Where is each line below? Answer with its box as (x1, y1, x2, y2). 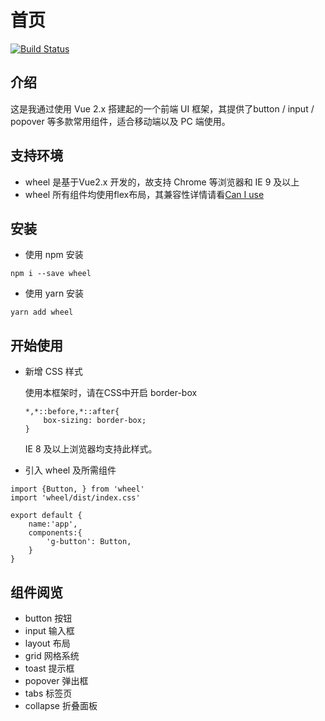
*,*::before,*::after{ (24, 407, 120, 417)
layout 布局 (24, 637, 71, 649)
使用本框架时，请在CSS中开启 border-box (24, 387, 198, 399)
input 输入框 (24, 625, 75, 636)
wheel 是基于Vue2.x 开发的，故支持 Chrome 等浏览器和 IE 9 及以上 (24, 176, 300, 188)
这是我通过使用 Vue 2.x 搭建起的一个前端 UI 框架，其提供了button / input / (10, 102, 315, 115)
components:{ (28, 528, 83, 538)
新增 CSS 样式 (24, 366, 83, 378)
